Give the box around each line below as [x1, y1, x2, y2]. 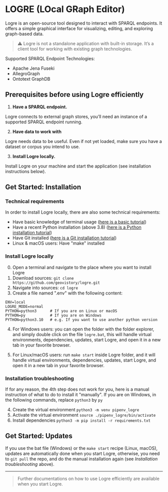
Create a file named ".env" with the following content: [12, 290, 123, 296]
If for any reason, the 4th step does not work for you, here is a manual [5, 386, 149, 392]
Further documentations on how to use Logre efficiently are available [17, 475, 160, 481]
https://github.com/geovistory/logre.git [12, 280, 100, 285]
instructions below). [5, 168, 46, 174]
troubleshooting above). [5, 461, 54, 467]
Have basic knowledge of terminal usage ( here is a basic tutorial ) [12, 219, 146, 225]
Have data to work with [12, 128, 61, 134]
